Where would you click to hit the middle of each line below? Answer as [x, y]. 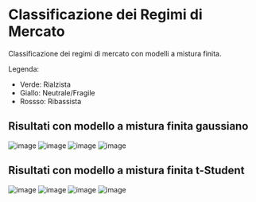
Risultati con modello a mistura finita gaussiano [128, 126]
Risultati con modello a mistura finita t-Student [126, 171]
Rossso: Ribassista [50, 101]
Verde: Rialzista [45, 84]
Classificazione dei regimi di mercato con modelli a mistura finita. [115, 53]
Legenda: [24, 68]
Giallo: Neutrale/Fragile [57, 92]
